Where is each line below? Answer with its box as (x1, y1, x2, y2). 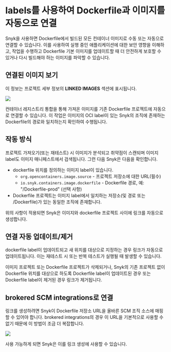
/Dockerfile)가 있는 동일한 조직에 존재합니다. (12, 199, 102, 205)
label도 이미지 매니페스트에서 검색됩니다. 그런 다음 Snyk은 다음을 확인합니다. (5, 156, 158, 162)
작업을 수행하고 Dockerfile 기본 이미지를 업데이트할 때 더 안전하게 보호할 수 (12, 48, 162, 54)
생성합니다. (5, 216, 28, 222)
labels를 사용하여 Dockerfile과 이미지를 (5, 5, 165, 16)
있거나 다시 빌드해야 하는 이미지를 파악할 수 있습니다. (5, 54, 110, 60)
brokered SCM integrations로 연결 (5, 293, 113, 302)
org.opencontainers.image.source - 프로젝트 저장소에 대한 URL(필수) (20, 173, 161, 179)
